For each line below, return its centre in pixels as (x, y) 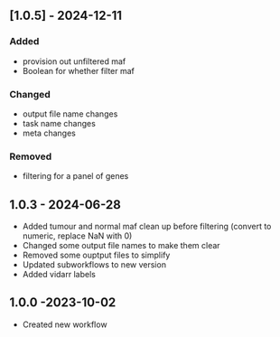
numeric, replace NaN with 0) (77, 236)
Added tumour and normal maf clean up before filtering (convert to (147, 227)
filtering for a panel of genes (75, 176)
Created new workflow (65, 324)
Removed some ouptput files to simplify (96, 255)
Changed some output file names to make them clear (121, 246)
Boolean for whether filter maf (79, 70)
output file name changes (70, 114)
